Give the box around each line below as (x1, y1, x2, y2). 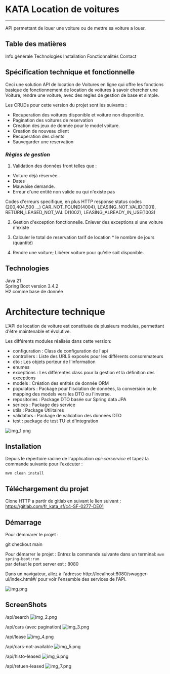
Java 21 (5, 277, 21, 284)
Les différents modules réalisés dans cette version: (5, 338, 112, 344)
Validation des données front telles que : (12, 163, 97, 169)
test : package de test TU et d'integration (12, 418, 99, 424)
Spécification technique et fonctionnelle (5, 68, 135, 76)
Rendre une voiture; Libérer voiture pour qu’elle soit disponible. (12, 249, 144, 255)
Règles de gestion (5, 151, 51, 158)
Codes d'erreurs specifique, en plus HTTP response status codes (5, 199, 142, 205)
